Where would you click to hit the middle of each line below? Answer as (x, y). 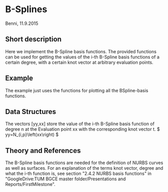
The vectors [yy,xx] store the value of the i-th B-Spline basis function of (80, 124)
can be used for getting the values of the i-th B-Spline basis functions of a (82, 57)
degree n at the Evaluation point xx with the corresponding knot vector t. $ (82, 129)
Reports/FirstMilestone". (30, 184)
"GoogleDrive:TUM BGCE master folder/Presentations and (66, 179)
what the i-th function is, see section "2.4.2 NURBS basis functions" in (78, 174)
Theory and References (43, 150)
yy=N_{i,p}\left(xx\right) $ (32, 135)
